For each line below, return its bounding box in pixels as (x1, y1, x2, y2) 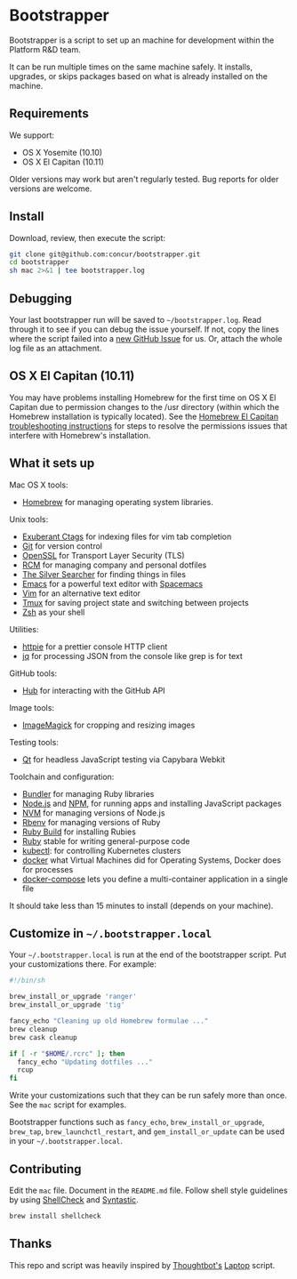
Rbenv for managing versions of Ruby (21, 816, 161, 827)
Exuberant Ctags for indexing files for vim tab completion (21, 531, 232, 542)
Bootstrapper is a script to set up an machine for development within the (9, 35, 275, 45)
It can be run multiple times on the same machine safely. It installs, (9, 61, 253, 72)
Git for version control (21, 540, 103, 551)
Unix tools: (9, 513, 49, 525)
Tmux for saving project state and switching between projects (21, 597, 249, 607)
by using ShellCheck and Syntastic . (9, 1195, 140, 1205)
